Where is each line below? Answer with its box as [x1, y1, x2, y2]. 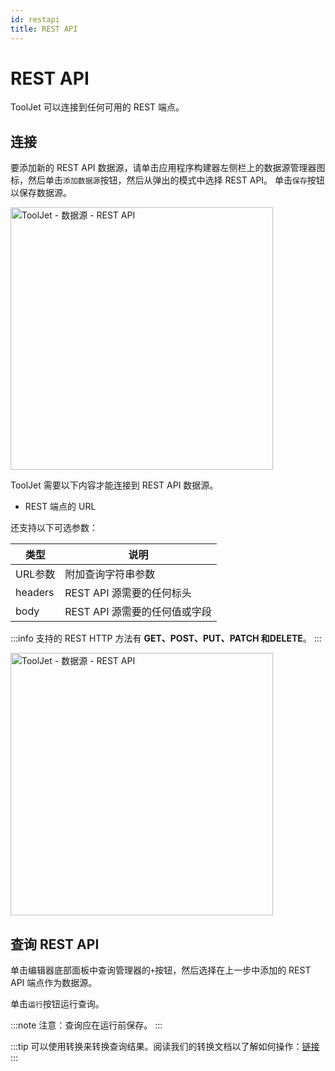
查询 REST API [10, 936, 100, 953]
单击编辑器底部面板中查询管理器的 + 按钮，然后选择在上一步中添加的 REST [10, 964, 312, 976]
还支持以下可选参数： [10, 522, 98, 534]
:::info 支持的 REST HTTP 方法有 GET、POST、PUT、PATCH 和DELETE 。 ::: [10, 632, 322, 645]
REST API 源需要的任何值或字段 [64, 605, 212, 619]
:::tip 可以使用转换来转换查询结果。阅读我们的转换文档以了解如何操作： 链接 [10, 1041, 320, 1053]
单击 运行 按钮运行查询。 [10, 998, 105, 1010]
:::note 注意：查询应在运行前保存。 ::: [10, 1019, 163, 1031]
